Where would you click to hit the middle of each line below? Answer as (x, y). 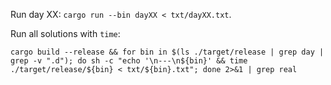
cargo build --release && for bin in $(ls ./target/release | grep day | (167, 52)
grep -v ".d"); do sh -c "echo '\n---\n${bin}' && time (129, 61)
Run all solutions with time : (65, 33)
